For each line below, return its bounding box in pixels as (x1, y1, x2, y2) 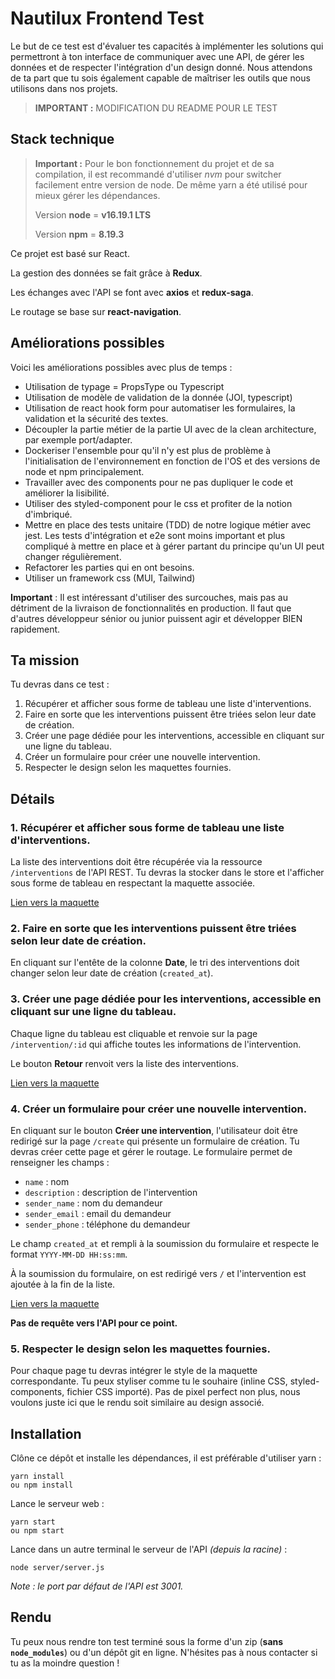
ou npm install (10, 1480, 74, 1491)
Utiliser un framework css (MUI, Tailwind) (24, 572, 196, 584)
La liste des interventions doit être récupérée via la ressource (10, 856, 263, 868)
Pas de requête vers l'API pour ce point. (10, 1317, 178, 1329)
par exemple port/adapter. (24, 433, 133, 446)
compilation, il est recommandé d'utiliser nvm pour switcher (34, 168, 282, 180)
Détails (10, 790, 55, 807)
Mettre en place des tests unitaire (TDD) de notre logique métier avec (24, 518, 312, 531)
